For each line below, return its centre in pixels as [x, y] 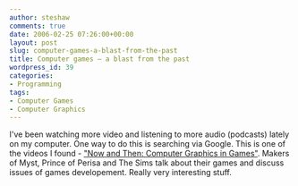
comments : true [38, 26]
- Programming [36, 84]
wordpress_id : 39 [42, 68]
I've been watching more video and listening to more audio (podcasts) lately [149, 134]
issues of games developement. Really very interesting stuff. [121, 173]
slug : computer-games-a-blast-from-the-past [94, 51]
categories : [31, 76]
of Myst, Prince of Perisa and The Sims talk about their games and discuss [147, 163]
